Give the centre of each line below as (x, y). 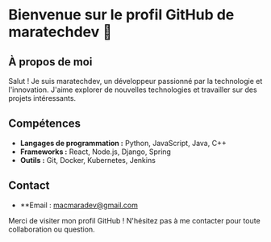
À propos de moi (50, 62)
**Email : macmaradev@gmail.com (79, 205)
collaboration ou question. (52, 229)
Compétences (45, 124)
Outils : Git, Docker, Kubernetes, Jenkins (88, 160)
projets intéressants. (42, 98)
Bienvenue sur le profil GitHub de (121, 15)
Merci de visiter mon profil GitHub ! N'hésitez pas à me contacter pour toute (134, 220)
